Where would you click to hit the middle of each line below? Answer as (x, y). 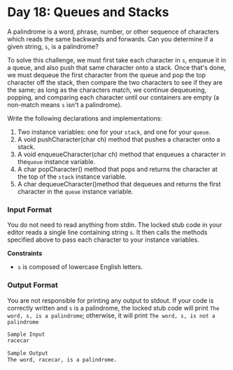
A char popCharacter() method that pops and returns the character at (118, 169)
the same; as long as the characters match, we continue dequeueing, (107, 90)
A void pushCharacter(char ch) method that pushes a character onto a (119, 139)
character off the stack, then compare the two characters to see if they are (115, 82)
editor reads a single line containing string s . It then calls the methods (107, 233)
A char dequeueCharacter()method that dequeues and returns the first (119, 184)
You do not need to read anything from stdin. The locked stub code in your (115, 225)
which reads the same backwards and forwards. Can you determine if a (110, 39)
